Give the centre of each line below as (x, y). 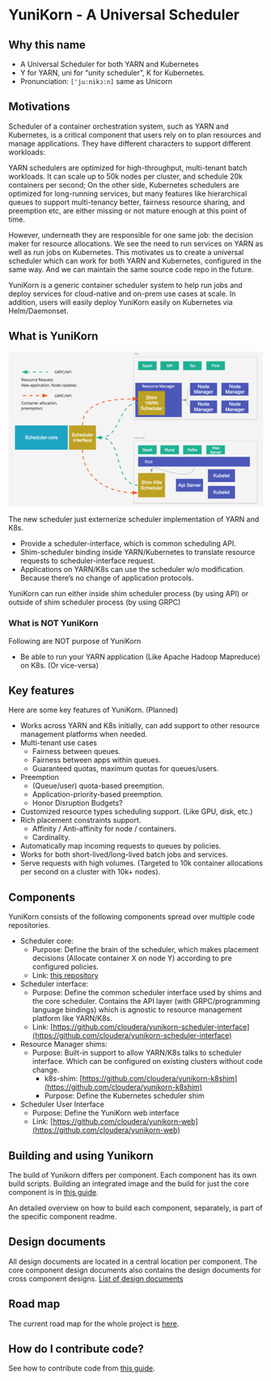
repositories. (30, 926)
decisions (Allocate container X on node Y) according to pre (132, 958)
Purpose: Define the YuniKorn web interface (106, 1113)
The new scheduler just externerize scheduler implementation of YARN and (134, 519)
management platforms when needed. (84, 735)
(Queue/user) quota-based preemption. (98, 786)
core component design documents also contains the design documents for (135, 1270)
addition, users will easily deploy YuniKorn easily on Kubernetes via (121, 302)
